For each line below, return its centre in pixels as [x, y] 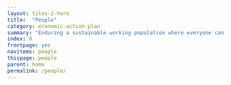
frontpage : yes [29, 45]
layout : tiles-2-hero [38, 13]
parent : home [26, 64]
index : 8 [20, 39]
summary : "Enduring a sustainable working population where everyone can [116, 33]
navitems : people [32, 52]
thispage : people [32, 58]
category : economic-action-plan [54, 26]
